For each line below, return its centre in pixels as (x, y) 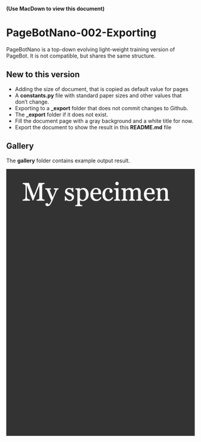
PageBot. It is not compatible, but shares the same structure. (81, 56)
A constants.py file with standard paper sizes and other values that (98, 95)
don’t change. (32, 102)
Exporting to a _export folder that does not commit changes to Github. (101, 108)
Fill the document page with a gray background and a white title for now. (104, 121)
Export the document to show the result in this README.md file (93, 127)
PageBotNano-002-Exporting (81, 33)
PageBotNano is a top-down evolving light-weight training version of (91, 49)
